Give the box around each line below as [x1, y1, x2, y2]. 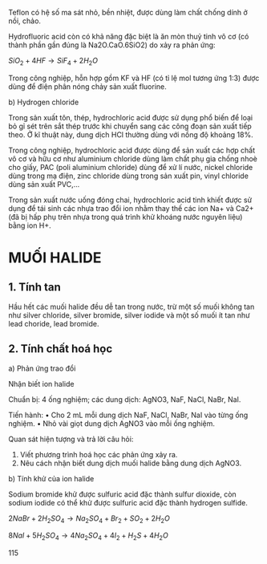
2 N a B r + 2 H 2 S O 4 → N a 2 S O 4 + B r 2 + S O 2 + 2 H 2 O [8, 513, 170, 525]
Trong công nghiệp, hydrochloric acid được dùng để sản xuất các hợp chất [8, 145, 256, 155]
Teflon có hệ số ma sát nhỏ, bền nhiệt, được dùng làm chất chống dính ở [8, 8, 249, 17]
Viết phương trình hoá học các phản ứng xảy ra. [19, 449, 178, 459]
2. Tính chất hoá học [8, 342, 113, 356]
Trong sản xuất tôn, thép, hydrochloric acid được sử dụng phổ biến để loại [8, 112, 253, 122]
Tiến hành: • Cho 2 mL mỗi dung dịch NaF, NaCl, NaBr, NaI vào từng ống [8, 410, 249, 420]
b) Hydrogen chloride [8, 97, 79, 107]
